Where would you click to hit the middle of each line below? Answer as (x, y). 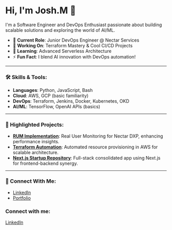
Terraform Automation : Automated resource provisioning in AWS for (85, 147)
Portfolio (22, 198)
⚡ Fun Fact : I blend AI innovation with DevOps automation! (74, 56)
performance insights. (36, 141)
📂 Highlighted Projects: (35, 125)
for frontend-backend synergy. (45, 163)
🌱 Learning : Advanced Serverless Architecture (62, 51)
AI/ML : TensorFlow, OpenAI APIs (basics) (57, 107)
